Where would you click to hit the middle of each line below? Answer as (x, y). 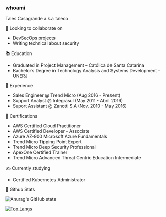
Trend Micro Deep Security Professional (54, 147)
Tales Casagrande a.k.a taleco (37, 19)
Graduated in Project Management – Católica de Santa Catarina (78, 65)
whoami (15, 8)
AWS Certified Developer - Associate (51, 131)
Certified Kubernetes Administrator (49, 180)
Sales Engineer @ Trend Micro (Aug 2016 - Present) (66, 95)
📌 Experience (19, 86)
